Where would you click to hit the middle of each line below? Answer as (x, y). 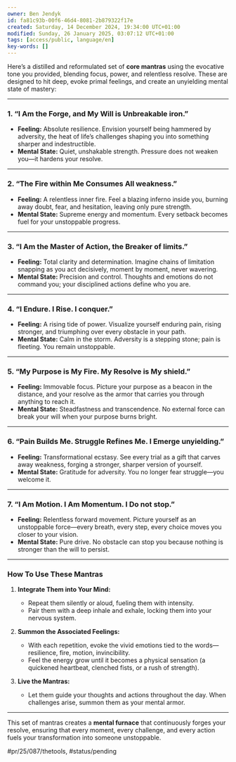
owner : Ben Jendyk (34, 14)
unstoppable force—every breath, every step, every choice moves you (119, 527)
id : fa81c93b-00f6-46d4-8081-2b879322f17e (70, 20)
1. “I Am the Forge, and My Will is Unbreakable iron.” (98, 113)
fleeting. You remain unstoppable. (66, 347)
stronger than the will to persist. (64, 550)
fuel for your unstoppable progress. (69, 222)
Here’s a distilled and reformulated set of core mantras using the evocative (116, 66)
